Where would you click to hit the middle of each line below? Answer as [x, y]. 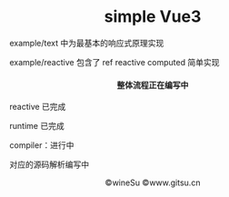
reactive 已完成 [38, 107]
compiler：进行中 [42, 145]
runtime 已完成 [37, 126]
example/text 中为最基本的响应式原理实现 [87, 43]
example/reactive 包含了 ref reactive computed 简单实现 [114, 62]
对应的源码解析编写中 [49, 164]
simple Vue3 [153, 17]
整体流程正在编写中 [153, 84]
